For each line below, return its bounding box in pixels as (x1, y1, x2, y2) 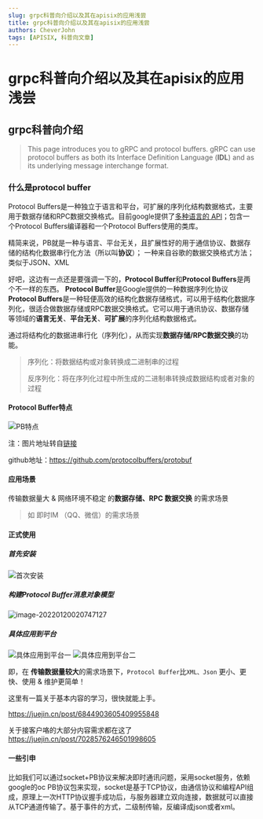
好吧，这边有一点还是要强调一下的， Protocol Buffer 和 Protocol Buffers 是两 (8, 274, 251, 284)
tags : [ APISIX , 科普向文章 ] (8, 33, 94, 42)
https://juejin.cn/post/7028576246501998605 (8, 734, 156, 744)
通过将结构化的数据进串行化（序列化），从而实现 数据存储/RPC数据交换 (8, 330, 236, 340)
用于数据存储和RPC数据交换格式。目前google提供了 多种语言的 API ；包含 (8, 211, 243, 221)
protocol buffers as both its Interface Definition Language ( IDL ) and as (27, 152, 255, 162)
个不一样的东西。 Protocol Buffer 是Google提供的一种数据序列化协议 (8, 284, 229, 293)
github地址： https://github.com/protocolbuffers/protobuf (8, 455, 192, 465)
